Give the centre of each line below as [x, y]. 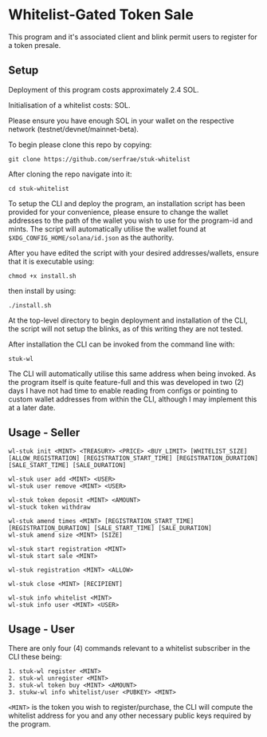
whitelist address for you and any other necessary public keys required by [130, 715]
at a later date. [32, 407]
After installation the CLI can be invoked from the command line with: [122, 344]
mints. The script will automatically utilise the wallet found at [107, 228]
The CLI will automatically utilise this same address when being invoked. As [132, 374]
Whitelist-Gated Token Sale [101, 15]
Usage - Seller [44, 433]
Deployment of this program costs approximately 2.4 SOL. [104, 89]
